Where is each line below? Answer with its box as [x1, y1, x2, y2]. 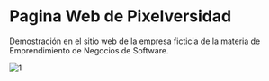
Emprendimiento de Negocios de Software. [9, 45, 169, 55]
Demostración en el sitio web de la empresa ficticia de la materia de [9, 36, 261, 46]
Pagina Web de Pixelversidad [9, 6, 232, 27]
